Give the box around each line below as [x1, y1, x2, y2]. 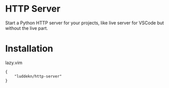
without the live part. [5, 25, 48, 31]
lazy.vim [5, 59, 23, 66]
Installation [5, 43, 53, 55]
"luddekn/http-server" [14, 74, 62, 79]
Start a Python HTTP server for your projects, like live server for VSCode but [5, 20, 164, 26]
